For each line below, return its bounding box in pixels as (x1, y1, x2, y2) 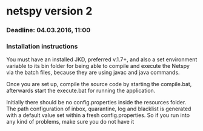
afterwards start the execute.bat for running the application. (6, 87, 156, 95)
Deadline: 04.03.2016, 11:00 (6, 26, 91, 35)
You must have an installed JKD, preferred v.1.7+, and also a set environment (6, 56, 198, 63)
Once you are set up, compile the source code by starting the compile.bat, (6, 81, 192, 88)
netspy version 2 (6, 4, 93, 18)
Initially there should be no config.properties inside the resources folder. (6, 99, 187, 106)
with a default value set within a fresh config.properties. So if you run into (6, 112, 190, 119)
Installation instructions (6, 42, 78, 51)
